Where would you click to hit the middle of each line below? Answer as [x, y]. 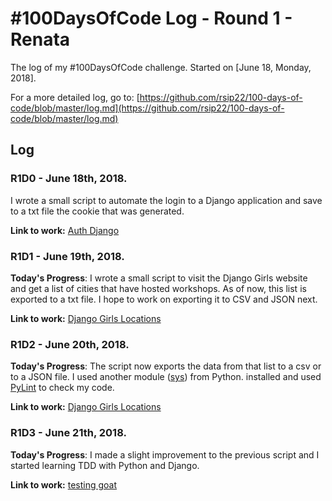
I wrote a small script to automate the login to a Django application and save [166, 200]
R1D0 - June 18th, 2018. [69, 179]
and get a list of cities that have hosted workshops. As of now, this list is [158, 288]
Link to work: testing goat [64, 484]
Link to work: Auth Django [65, 230]
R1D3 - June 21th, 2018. [68, 433]
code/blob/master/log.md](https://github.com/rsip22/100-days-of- [147, 108]
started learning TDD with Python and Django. [105, 465]
